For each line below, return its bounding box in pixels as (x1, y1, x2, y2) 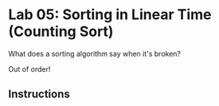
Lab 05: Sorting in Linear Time (8, 6, 212, 24)
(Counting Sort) (8, 22, 114, 41)
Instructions (8, 88, 70, 101)
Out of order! (8, 64, 51, 73)
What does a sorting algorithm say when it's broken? (8, 49, 182, 58)
